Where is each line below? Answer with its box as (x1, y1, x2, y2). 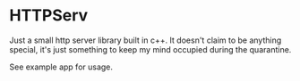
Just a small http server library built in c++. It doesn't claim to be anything (9, 35, 282, 45)
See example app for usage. (9, 61, 114, 72)
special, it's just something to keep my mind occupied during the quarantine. (9, 44, 292, 54)
